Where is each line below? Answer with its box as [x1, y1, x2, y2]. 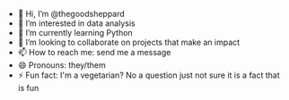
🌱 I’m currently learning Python [17, 28, 133, 37]
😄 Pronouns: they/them [17, 60, 106, 71]
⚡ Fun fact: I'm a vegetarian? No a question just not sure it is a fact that [17, 70, 280, 80]
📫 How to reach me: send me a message [17, 47, 171, 57]
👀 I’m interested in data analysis [17, 18, 136, 29]
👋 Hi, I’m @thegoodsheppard [17, 9, 126, 19]
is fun [17, 83, 39, 93]
